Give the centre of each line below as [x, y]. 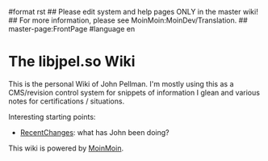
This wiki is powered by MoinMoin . [66, 148]
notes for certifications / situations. [67, 101]
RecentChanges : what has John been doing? [94, 132]
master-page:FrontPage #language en [72, 29]
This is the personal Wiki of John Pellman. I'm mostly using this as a [121, 83]
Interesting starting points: [52, 117]
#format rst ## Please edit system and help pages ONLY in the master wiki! [133, 12]
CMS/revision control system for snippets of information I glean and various [134, 92]
